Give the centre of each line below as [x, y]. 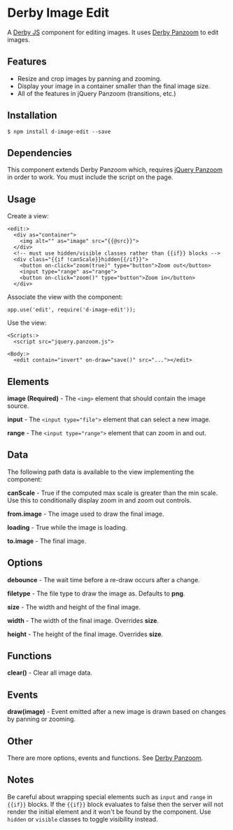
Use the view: [27, 323]
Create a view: [28, 216]
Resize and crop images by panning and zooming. [90, 78]
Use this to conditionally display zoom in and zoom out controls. [99, 500]
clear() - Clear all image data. [50, 673]
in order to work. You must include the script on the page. [90, 177]
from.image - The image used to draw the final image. [86, 514]
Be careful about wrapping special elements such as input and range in [110, 796]
